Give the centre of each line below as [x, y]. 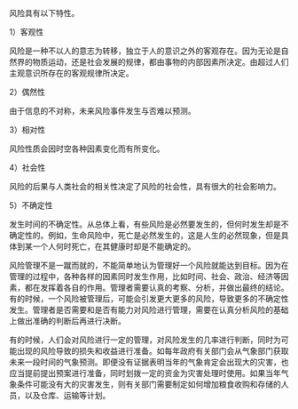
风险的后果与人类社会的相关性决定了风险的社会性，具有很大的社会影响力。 [145, 186]
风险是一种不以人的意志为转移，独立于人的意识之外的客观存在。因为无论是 [145, 51]
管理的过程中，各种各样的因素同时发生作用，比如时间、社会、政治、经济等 [145, 277]
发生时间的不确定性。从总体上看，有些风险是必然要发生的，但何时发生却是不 [149, 224]
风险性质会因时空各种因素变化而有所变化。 [87, 148]
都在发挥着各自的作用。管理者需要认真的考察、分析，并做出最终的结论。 [157, 288]
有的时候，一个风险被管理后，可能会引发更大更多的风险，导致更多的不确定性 [149, 299]
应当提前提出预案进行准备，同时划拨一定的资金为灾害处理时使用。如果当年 [145, 373]
